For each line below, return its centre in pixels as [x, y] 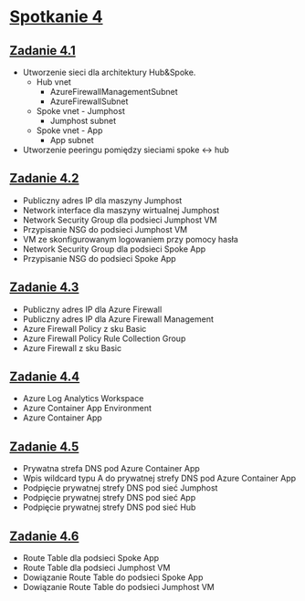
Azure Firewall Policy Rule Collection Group [104, 338]
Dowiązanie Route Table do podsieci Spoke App [113, 577]
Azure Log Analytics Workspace [83, 399]
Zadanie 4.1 [42, 51]
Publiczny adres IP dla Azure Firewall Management [118, 319]
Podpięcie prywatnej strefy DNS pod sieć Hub [109, 507]
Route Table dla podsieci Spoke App [91, 558]
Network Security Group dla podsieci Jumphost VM [120, 220]
